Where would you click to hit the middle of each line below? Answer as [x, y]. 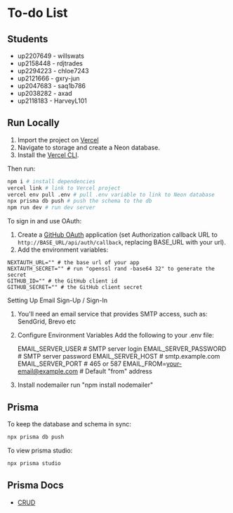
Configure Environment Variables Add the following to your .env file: [115, 335]
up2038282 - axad [45, 93]
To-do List [38, 13]
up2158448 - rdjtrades [50, 63]
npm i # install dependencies [52, 181]
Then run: [21, 168]
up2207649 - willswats [51, 56]
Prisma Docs [36, 485]
